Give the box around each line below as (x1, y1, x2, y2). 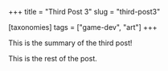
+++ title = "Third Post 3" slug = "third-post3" (8, 7, 161, 16)
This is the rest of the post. (8, 54, 98, 63)
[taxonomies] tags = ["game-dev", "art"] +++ (8, 23, 158, 31)
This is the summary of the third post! (8, 38, 133, 48)
